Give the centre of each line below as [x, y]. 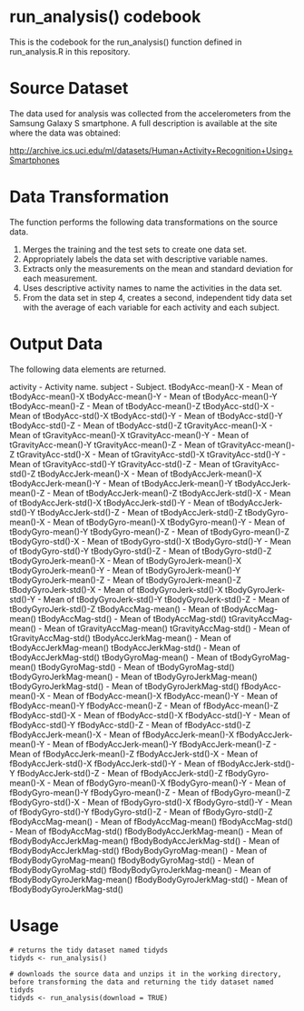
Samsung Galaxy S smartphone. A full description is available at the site [144, 123]
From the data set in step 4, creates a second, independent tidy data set [157, 297]
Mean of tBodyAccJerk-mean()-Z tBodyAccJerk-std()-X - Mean [172, 493]
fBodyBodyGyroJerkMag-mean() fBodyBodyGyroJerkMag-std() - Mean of [149, 879]
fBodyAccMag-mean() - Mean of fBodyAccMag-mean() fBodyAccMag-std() [151, 821]
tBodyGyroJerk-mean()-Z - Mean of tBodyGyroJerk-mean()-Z [126, 580]
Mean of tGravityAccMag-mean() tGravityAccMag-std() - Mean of [167, 628]
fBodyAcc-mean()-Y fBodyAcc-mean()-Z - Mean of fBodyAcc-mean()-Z [144, 706]
